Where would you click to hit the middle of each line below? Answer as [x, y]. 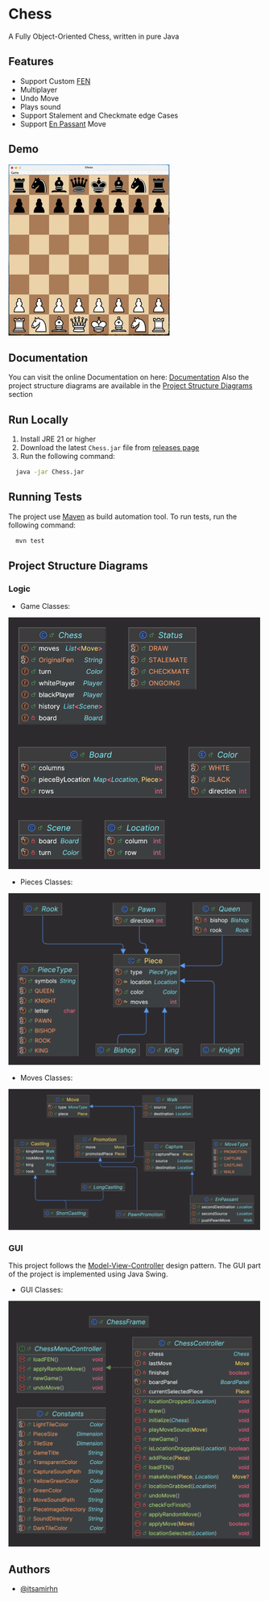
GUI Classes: [41, 1290]
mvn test [30, 540]
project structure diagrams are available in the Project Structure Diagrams [130, 386]
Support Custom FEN [55, 81]
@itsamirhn [39, 1588]
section [21, 395]
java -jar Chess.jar [50, 472]
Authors [29, 1569]
